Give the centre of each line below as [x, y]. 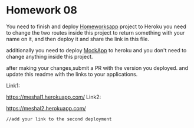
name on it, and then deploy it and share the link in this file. [78, 39]
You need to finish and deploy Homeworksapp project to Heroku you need [96, 26]
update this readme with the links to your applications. [72, 74]
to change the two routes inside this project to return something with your [96, 32]
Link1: [13, 85]
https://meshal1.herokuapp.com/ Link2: [54, 97]
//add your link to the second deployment [59, 119]
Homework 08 [42, 10]
